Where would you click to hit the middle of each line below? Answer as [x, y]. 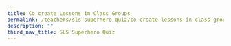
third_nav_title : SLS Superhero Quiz [61, 32]
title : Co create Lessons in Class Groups [69, 13]
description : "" [30, 26]
